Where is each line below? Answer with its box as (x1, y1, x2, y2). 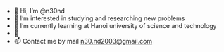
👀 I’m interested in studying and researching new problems (13, 14, 185, 22)
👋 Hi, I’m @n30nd (13, 7, 66, 15)
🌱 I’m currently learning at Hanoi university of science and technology (13, 22, 217, 30)
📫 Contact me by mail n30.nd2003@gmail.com (13, 37, 153, 45)
